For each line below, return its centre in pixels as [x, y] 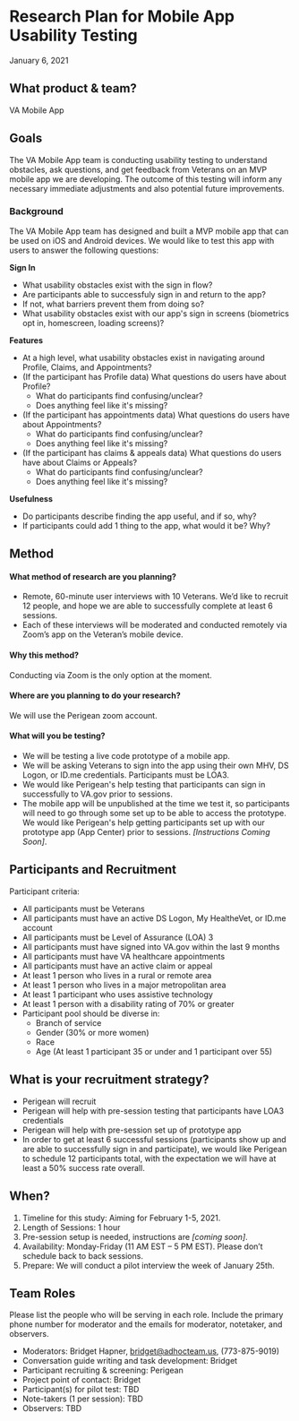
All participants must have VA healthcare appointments [124, 956]
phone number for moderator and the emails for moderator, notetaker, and [146, 1324]
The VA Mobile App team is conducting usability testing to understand [138, 159]
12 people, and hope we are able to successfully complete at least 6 [147, 606]
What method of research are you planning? [93, 576]
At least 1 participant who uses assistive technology [117, 994]
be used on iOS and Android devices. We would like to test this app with [142, 240]
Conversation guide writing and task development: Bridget [130, 1361]
